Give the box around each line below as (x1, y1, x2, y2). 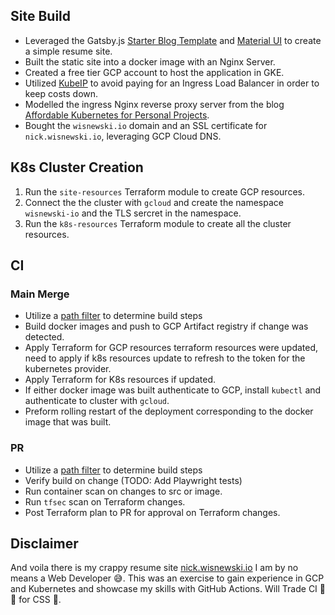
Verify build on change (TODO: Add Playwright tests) (24, 474, 243, 486)
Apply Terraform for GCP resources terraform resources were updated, (24, 342, 319, 354)
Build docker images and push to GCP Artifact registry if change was (24, 320, 309, 333)
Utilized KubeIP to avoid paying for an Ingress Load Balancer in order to (24, 77, 320, 89)
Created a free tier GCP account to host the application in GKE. (24, 66, 285, 78)
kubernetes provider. (24, 363, 112, 375)
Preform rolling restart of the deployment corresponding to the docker (24, 405, 314, 418)
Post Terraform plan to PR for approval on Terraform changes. (24, 506, 281, 518)
